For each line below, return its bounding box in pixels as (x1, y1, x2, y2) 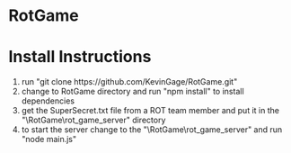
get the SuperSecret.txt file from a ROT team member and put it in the (21, 105, 280, 116)
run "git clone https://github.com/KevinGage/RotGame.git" (21, 76, 238, 87)
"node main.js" (21, 134, 77, 145)
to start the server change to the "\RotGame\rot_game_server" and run (21, 124, 283, 135)
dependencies (21, 95, 75, 106)
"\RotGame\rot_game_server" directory (21, 114, 166, 126)
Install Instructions (8, 47, 152, 67)
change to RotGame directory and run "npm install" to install (21, 86, 244, 97)
